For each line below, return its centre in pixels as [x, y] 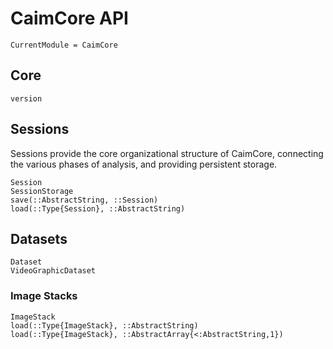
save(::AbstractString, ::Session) [84, 200]
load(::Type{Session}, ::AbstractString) [98, 208]
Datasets [39, 238]
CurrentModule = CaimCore [64, 45]
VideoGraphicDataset [53, 271]
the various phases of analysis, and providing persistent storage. [144, 164]
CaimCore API [69, 18]
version [26, 98]
